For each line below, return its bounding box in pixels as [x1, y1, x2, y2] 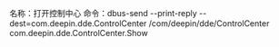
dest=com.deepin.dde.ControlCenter [9, 18, 147, 29]
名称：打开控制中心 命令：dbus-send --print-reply [9, 8, 197, 18]
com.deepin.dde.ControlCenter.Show [9, 28, 148, 38]
